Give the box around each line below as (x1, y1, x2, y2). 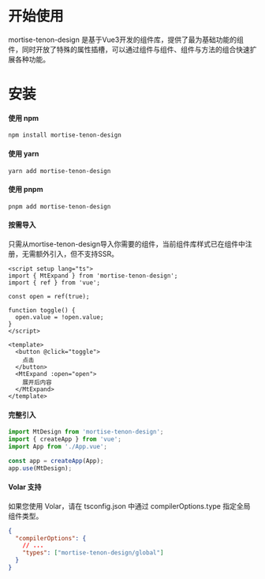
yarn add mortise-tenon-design (8, 167, 111, 175)
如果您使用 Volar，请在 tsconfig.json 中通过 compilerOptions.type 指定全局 (8, 501, 251, 510)
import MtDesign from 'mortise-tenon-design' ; (8, 428, 164, 436)
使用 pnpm (8, 185, 43, 194)
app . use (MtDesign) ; (8, 464, 73, 472)
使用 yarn (8, 149, 39, 158)
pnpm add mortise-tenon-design (8, 202, 111, 210)
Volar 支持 (8, 483, 42, 492)
